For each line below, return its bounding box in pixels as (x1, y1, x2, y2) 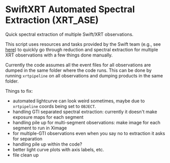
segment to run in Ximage (12, 125, 67, 131)
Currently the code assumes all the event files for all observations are (5, 62, 151, 68)
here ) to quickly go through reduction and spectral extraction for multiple (5, 46, 158, 52)
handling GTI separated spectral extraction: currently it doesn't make (12, 108, 157, 115)
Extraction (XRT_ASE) (5, 14, 99, 26)
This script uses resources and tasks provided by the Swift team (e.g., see (5, 41, 161, 47)
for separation (12, 135, 43, 142)
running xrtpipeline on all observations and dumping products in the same (5, 72, 163, 78)
